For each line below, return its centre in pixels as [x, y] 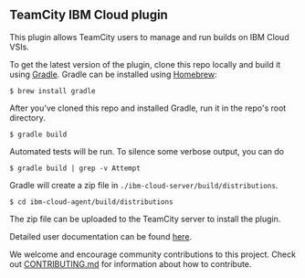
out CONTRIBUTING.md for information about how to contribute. [131, 263]
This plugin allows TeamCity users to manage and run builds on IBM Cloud [149, 37]
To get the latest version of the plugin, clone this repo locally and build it [145, 64]
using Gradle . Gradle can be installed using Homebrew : [113, 74]
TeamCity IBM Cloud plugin [89, 15]
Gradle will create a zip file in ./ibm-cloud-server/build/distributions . [144, 185]
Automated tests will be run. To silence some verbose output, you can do [147, 151]
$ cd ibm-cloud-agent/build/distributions [91, 202]
